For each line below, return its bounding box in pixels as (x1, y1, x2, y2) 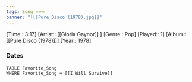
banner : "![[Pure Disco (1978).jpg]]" (6, 14, 102, 20)
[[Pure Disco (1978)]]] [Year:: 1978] (6, 37, 92, 44)
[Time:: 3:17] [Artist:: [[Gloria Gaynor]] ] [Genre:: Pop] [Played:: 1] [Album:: (6, 30, 187, 37)
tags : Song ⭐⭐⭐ (6, 8, 45, 15)
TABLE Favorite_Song (6, 65, 58, 71)
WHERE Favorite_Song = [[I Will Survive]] (6, 70, 113, 76)
